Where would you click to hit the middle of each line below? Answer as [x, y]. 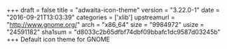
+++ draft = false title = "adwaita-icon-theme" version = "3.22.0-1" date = [113, 10]
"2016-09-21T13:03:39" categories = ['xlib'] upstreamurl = [91, 17]
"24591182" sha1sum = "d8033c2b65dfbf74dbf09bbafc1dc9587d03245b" [114, 32]
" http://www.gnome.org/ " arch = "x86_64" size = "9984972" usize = [105, 24]
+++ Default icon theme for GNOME [58, 39]
